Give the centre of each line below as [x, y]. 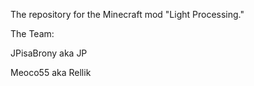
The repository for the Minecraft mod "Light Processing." [127, 14]
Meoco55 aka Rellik [51, 72]
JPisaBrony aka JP [49, 53]
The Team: [32, 33]
